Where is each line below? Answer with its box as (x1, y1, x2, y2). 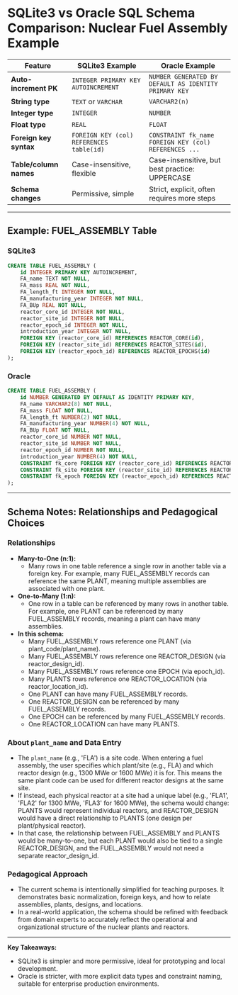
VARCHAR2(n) (148, 97, 189, 106)
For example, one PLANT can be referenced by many (28, 607, 183, 615)
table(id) (72, 145, 105, 153)
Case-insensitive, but (148, 154, 221, 164)
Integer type (11, 108, 54, 118)
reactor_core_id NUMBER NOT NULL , (20, 434, 122, 441)
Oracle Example (160, 60, 215, 70)
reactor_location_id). (28, 682, 89, 690)
